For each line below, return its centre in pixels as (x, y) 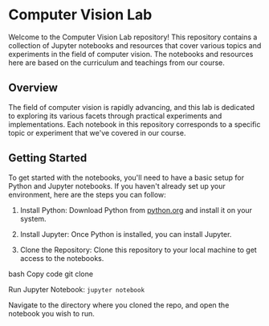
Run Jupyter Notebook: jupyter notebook (77, 289)
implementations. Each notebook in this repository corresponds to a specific (134, 124)
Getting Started (48, 158)
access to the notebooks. (62, 258)
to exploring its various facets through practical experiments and (115, 116)
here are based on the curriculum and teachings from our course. (116, 63)
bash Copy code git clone (51, 274)
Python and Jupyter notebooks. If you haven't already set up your (117, 185)
